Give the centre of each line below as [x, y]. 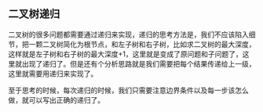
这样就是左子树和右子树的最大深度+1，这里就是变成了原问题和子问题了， [125, 54]
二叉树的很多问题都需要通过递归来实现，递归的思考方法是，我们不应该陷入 [128, 34]
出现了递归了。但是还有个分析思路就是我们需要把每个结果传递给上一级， [139, 63]
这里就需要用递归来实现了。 [53, 74]
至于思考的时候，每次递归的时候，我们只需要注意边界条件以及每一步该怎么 [128, 90]
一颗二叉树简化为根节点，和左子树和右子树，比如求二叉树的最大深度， [142, 44]
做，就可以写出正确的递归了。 [56, 99]
